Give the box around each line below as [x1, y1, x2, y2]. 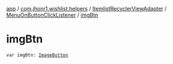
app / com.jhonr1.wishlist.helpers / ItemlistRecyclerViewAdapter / [6, 5, 167, 12]
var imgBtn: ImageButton [6, 52, 68, 58]
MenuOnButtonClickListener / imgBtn [6, 11, 99, 19]
